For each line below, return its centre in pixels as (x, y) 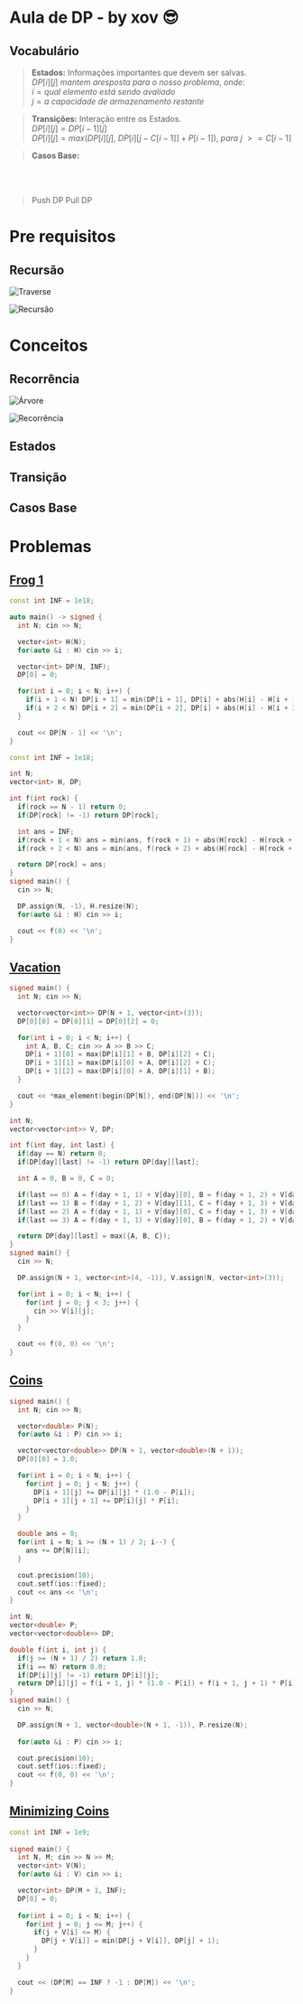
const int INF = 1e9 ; (50, 1832)
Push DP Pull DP (62, 200)
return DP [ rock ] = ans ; (62, 865)
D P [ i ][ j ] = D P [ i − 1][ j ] (69, 128)
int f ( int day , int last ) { (62, 1146)
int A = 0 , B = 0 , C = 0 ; (66, 1179)
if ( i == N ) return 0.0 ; (62, 1667)
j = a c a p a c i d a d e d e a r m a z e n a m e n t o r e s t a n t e (118, 101)
